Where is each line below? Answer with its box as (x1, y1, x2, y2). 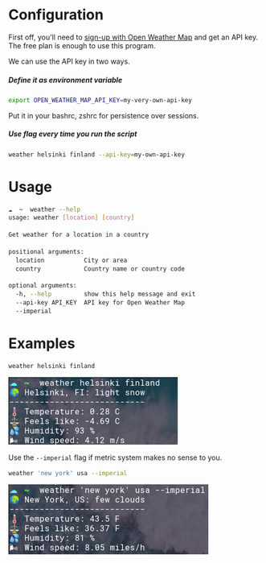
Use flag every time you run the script (8, 129, 137, 139)
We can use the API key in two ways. (8, 56, 130, 66)
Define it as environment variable (8, 75, 123, 85)
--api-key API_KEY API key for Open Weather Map (15, 299, 185, 307)
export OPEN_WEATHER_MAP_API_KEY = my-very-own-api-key (8, 96, 193, 104)
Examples (8, 334, 76, 353)
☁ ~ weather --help (8, 205, 81, 213)
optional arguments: (8, 282, 78, 290)
